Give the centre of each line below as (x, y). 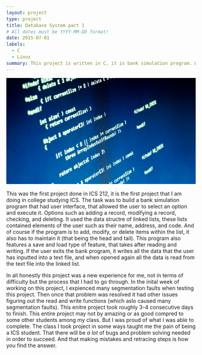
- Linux (21, 57)
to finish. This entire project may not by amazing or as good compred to (95, 314)
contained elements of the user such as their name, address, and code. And (100, 225)
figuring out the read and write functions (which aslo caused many (89, 301)
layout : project (26, 13)
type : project (24, 19)
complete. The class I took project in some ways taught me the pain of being (101, 326)
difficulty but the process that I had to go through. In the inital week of (93, 282)
